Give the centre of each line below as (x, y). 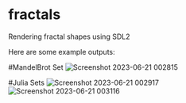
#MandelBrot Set (36, 67)
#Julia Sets (27, 82)
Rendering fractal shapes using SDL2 (69, 36)
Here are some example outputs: (62, 51)
